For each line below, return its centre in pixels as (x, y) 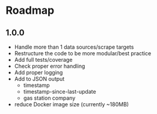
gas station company (49, 98)
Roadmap (30, 10)
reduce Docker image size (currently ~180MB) (72, 104)
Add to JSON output (39, 79)
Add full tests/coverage (43, 60)
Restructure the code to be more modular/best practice (83, 53)
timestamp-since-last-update (60, 91)
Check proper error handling (50, 66)
